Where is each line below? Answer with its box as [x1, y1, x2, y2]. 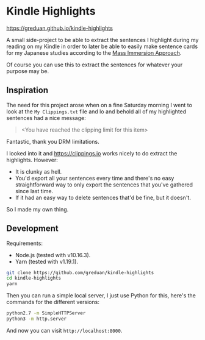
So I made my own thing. [6, 205, 69, 213]
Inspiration [6, 85, 49, 96]
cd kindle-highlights [6, 275, 62, 282]
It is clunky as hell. [15, 168, 62, 175]
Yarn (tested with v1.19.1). [15, 258, 78, 265]
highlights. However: [6, 156, 58, 163]
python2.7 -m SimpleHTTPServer [6, 310, 86, 316]
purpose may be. [6, 67, 49, 74]
